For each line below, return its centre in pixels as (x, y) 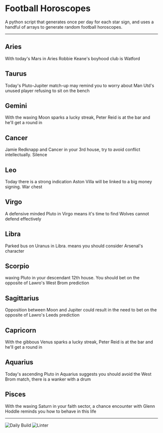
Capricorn (21, 330)
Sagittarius (22, 298)
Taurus (16, 74)
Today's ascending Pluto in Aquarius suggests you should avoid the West (78, 374)
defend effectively (23, 219)
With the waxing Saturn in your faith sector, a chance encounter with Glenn (80, 406)
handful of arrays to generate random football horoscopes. (64, 27)
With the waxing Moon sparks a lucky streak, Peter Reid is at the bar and (78, 117)
